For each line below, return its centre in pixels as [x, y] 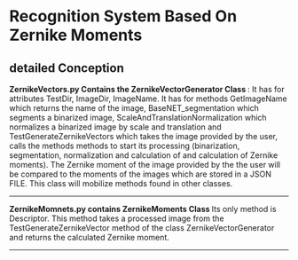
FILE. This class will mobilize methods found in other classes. [121, 183]
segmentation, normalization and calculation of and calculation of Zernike [144, 155]
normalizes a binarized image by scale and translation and [115, 127]
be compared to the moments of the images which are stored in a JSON [141, 174]
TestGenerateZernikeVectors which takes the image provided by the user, [143, 136]
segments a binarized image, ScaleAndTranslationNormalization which [138, 118]
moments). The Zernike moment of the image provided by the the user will [145, 165]
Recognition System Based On [123, 16]
